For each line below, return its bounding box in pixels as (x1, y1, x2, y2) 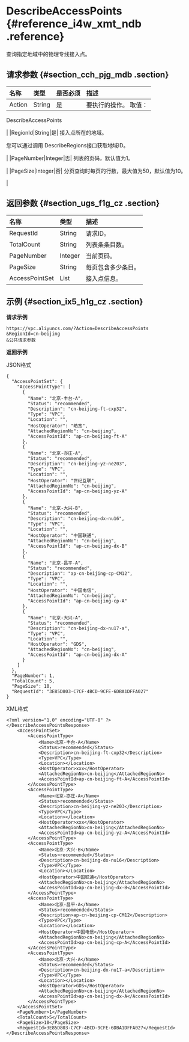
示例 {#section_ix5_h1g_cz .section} (6, 296, 143, 307)
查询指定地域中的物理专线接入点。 (6, 50, 91, 58)
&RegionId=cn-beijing (6, 331, 61, 337)
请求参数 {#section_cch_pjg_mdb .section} (6, 70, 169, 80)
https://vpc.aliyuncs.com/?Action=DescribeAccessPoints (6, 326, 149, 332)
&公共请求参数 (6, 337, 36, 343)
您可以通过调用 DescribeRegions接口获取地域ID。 (6, 141, 129, 149)
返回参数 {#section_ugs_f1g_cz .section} (6, 198, 160, 209)
